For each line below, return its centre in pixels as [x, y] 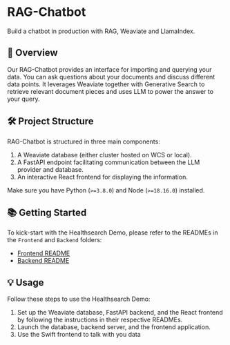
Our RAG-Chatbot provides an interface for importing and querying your [109, 69]
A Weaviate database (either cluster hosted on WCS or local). [104, 155]
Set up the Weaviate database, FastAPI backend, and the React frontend [120, 313]
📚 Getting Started [47, 212]
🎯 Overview [32, 53]
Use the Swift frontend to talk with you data [79, 335]
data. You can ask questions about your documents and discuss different [111, 77]
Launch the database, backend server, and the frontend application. [114, 327]
